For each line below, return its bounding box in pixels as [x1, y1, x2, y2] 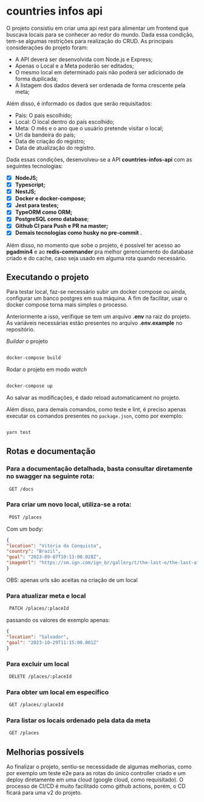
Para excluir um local [6, 659, 69, 668]
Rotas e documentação [6, 446, 96, 456]
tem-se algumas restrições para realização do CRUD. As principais [6, 37, 174, 44]
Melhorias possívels [6, 747, 84, 757]
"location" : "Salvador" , [6, 634, 69, 640]
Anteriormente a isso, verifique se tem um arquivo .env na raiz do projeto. [6, 313, 191, 321]
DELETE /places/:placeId [8, 673, 72, 680]
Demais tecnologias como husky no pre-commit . [15, 229, 142, 236]
